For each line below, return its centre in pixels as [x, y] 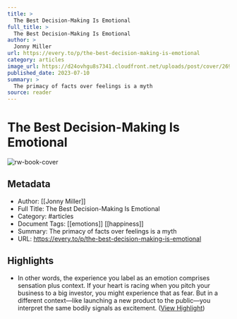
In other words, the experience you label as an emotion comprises [114, 278]
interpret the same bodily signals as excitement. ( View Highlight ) [111, 308]
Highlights [31, 261]
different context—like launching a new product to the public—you [114, 300]
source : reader [30, 92]
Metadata [29, 184]
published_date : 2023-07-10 [49, 73]
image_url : [23, 66]
